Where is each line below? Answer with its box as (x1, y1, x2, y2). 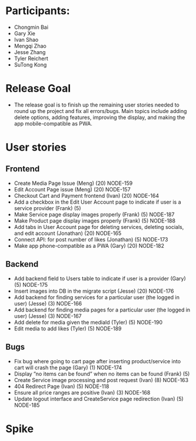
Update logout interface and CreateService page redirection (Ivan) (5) (14, 395, 184, 402)
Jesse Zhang (14, 48, 46, 55)
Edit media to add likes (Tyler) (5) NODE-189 (14, 325, 122, 332)
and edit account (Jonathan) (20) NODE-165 (14, 230, 122, 237)
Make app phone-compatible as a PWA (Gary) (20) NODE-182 (14, 242, 165, 249)
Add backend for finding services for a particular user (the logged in (14, 293, 180, 301)
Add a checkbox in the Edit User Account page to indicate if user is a (14, 198, 181, 205)
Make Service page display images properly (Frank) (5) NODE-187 (14, 211, 175, 218)
